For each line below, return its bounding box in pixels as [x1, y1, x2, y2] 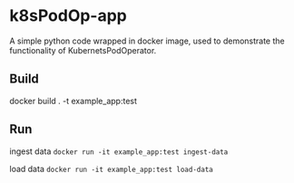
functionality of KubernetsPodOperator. [9, 44, 157, 55]
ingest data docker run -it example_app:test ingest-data [9, 146, 229, 157]
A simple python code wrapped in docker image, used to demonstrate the [9, 35, 285, 46]
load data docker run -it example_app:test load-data [9, 163, 213, 174]
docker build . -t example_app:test [9, 95, 138, 106]
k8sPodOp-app [9, 5, 127, 26]
